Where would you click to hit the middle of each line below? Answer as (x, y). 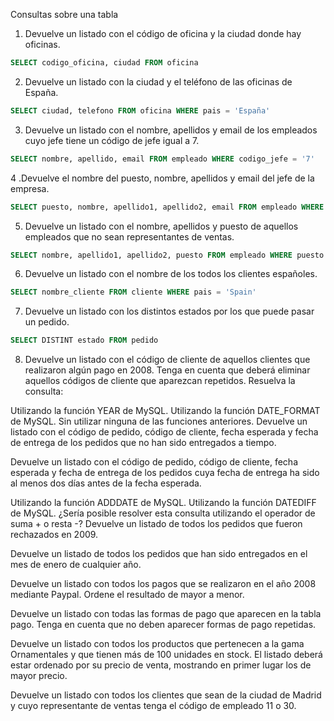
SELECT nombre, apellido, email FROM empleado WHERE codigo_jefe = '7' (162, 159)
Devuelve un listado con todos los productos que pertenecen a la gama (157, 644)
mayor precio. (39, 676)
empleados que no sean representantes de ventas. (129, 236)
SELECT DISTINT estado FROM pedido (84, 340)
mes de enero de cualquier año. (76, 565)
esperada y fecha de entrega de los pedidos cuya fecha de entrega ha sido (165, 473)
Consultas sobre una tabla (64, 14)
